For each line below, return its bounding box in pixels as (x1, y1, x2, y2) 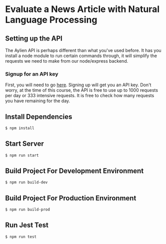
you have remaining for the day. (5, 98, 70, 104)
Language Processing (5, 14, 98, 26)
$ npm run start (5, 153, 39, 158)
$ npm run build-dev (5, 180, 48, 185)
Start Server (5, 139, 44, 148)
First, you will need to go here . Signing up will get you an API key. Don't (5, 82, 152, 88)
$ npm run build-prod (5, 207, 50, 212)
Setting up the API (5, 34, 63, 43)
